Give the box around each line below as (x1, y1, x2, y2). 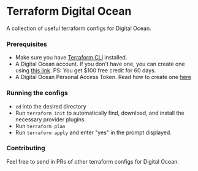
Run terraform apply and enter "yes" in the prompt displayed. (15, 129, 172, 136)
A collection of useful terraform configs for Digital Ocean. (6, 25, 151, 32)
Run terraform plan (15, 122, 66, 129)
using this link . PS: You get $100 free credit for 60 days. (15, 67, 156, 74)
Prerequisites (6, 40, 47, 48)
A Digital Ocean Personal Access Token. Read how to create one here (15, 74, 192, 81)
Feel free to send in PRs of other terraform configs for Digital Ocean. (6, 158, 180, 165)
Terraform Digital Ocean (6, 4, 132, 18)
